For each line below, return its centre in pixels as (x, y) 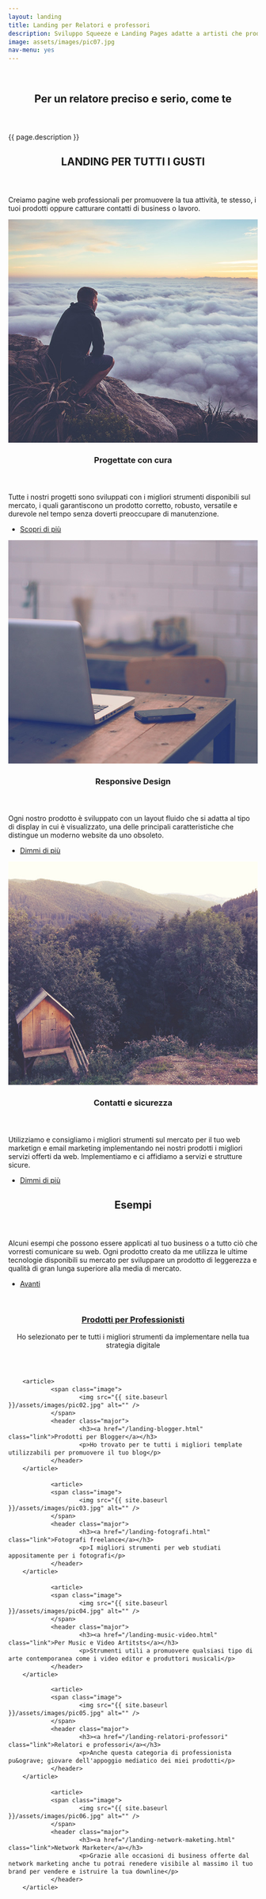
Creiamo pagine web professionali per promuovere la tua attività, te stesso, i (132, 200)
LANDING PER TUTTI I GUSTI (133, 161)
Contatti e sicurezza (133, 1103)
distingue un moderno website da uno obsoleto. (86, 835)
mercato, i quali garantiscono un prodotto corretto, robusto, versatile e (123, 505)
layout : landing (35, 17)
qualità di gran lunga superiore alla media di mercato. (95, 1268)
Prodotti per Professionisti (133, 1319)
